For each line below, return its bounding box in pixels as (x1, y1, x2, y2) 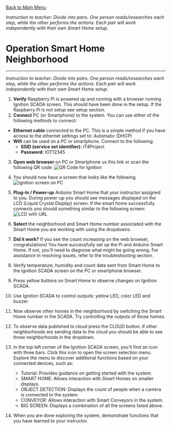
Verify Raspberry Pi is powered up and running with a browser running (13, 96, 161, 102)
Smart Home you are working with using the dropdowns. (13, 226, 131, 232)
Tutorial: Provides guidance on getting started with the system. (20, 370, 152, 376)
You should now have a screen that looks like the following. (13, 174, 137, 180)
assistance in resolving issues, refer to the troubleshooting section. (13, 252, 154, 259)
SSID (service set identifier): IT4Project (20, 144, 105, 150)
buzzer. (13, 298, 29, 304)
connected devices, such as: (13, 360, 74, 366)
